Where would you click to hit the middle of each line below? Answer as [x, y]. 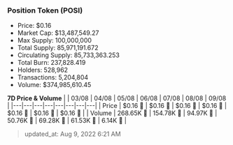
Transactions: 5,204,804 [53, 77]
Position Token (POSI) [45, 10]
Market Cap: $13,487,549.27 [58, 33]
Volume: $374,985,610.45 [54, 85]
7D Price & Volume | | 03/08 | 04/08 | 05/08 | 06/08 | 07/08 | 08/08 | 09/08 [117, 98]
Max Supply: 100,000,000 [55, 40]
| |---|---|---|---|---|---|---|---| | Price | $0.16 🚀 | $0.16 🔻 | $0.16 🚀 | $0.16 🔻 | [117, 106]
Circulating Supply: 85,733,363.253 [69, 55]
